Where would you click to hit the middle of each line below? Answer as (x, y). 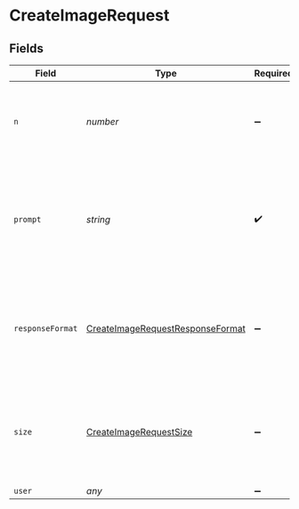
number (102, 121)
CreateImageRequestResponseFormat (166, 328)
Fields (27, 48)
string (98, 219)
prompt (28, 219)
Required (274, 73)
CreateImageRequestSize (139, 432)
